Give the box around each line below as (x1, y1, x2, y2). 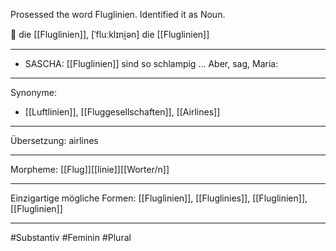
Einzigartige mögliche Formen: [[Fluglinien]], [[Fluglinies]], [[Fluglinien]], (10, 192, 308, 204)
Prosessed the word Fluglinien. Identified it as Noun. (10, 9, 226, 20)
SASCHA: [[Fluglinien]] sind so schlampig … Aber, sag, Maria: (24, 58, 279, 69)
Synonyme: (10, 87, 57, 98)
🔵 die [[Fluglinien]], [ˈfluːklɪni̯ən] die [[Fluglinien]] (10, 29, 210, 40)
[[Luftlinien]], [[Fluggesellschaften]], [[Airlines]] (24, 106, 221, 118)
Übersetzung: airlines (10, 135, 99, 146)
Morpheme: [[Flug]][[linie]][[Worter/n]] (10, 164, 170, 175)
